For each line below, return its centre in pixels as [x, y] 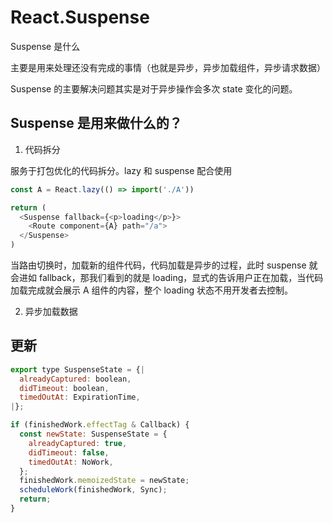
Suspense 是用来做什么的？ [96, 123]
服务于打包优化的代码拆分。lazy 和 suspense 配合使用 [121, 170]
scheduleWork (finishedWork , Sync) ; [93, 490]
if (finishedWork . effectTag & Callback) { [100, 425]
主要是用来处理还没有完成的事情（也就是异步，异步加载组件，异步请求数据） [168, 67]
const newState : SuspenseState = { [93, 434]
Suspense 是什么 [45, 46]
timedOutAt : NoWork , [71, 462]
